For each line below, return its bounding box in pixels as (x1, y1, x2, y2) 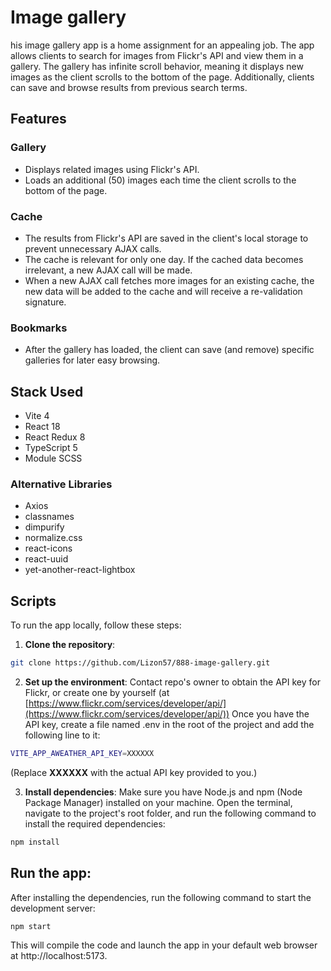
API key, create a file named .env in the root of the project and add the (24, 719, 315, 731)
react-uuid (24, 553, 69, 565)
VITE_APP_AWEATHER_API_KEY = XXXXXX (10, 749, 155, 759)
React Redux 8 (24, 431, 86, 443)
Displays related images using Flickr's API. (24, 163, 200, 175)
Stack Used (10, 383, 84, 400)
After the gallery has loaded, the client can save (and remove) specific (24, 344, 315, 356)
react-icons (24, 542, 73, 555)
